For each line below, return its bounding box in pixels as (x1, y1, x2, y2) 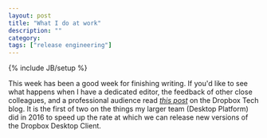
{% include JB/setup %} (8, 63, 88, 73)
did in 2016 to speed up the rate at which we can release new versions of (8, 112, 249, 122)
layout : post (8, 11, 52, 20)
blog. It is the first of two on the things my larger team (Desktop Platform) (8, 104, 249, 114)
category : (8, 34, 41, 42)
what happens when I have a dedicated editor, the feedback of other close (8, 87, 253, 97)
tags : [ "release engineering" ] (8, 41, 112, 49)
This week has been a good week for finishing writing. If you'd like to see (8, 79, 249, 89)
